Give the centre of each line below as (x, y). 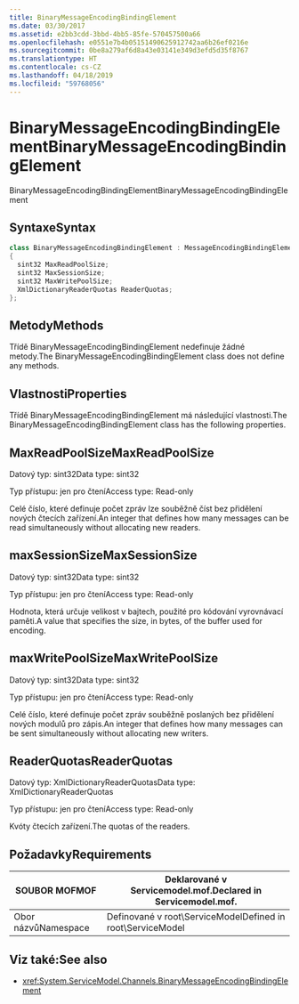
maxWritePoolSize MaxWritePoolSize (114, 658)
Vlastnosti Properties (68, 394)
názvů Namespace (52, 928)
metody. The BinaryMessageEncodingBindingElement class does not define (147, 356)
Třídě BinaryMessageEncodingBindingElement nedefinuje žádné (127, 347)
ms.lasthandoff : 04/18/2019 (61, 76)
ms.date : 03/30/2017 (48, 26)
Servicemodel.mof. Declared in (196, 891)
